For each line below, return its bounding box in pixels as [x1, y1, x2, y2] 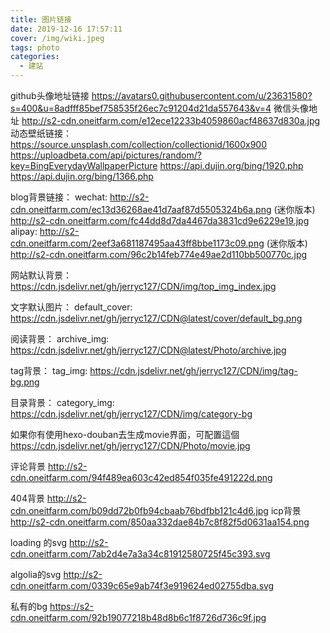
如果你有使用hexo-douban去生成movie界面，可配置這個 [10, 429, 240, 440]
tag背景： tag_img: [10, 365, 88, 376]
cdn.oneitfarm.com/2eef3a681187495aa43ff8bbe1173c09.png [10, 237, 265, 249]
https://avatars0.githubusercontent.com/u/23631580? [91, 90, 313, 101]
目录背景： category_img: [10, 397, 115, 408]
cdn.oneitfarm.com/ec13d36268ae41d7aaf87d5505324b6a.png [10, 204, 272, 215]
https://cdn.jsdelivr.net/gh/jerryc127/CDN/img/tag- [89, 365, 298, 376]
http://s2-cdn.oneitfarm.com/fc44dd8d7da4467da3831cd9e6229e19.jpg [10, 215, 310, 226]
